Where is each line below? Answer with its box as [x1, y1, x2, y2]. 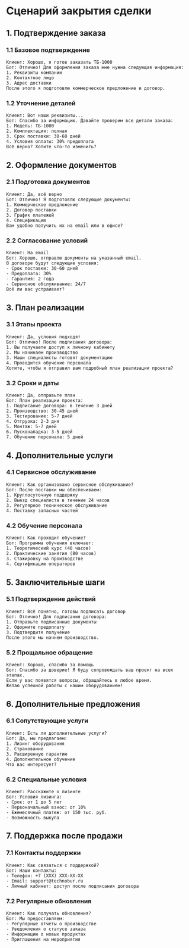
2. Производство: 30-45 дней [6, 408, 78, 414]
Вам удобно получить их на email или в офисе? [6, 222, 123, 229]
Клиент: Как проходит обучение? [6, 535, 86, 541]
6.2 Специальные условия [6, 775, 87, 784]
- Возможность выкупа [6, 815, 60, 821]
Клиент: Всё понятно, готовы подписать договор [6, 609, 126, 615]
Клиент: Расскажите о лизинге [6, 789, 81, 795]
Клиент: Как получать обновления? [6, 910, 92, 916]
